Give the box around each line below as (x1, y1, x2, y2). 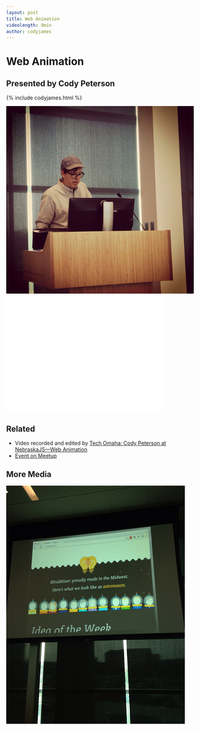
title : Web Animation (6, 15, 60, 22)
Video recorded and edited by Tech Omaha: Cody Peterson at (14, 439, 167, 447)
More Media (6, 469, 52, 479)
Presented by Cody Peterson (6, 78, 115, 89)
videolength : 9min (6, 22, 52, 28)
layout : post (6, 10, 39, 15)
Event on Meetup (14, 453, 57, 460)
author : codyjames (6, 29, 52, 35)
